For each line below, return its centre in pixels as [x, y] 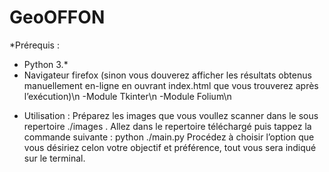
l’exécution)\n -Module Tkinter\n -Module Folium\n [127, 96]
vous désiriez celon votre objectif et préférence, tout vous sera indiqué [170, 147]
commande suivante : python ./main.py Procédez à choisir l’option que [169, 137]
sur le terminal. [54, 158]
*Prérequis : [34, 45]
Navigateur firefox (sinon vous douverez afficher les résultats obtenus [167, 75]
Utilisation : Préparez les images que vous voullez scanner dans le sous [171, 115]
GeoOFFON [57, 17]
